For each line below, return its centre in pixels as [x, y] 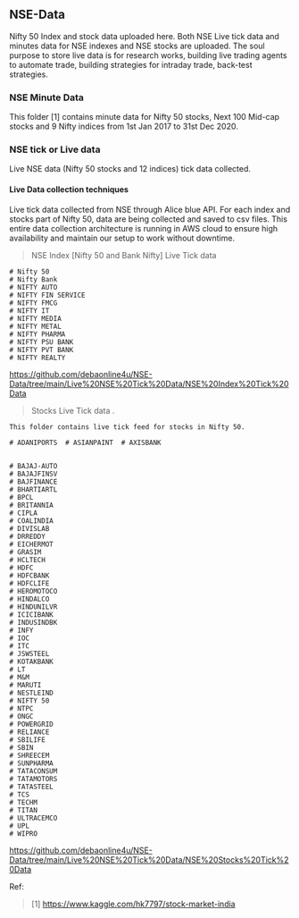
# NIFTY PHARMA [37, 334]
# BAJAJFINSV [33, 474]
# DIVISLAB [29, 528]
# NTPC [21, 708]
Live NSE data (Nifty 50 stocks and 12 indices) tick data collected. [130, 169]
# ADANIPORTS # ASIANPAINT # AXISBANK [86, 442]
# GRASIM [25, 552]
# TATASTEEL [31, 787]
